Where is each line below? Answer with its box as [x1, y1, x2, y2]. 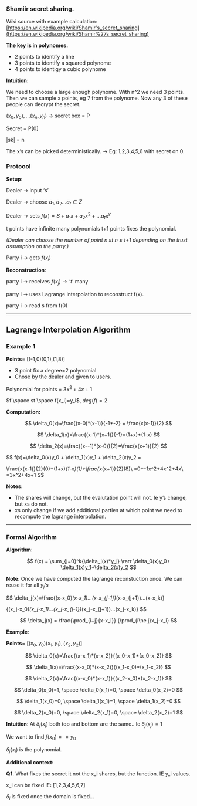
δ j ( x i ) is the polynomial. [6, 746, 62, 754]
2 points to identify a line [14, 53, 74, 60]
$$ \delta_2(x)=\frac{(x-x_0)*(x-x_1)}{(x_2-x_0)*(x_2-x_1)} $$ [25, 675, 172, 682]
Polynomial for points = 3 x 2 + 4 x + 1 [6, 384, 93, 392]
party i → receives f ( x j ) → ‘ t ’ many [6, 278, 89, 286]
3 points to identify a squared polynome [14, 59, 111, 66]
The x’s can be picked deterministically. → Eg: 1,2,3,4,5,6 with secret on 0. [6, 148, 185, 155]
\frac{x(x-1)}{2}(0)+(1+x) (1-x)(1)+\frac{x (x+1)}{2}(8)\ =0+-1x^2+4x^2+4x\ [6, 465, 184, 472]
